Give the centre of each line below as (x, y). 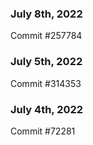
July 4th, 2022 (47, 109)
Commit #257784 (46, 36)
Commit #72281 (43, 131)
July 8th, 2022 (46, 14)
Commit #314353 (46, 83)
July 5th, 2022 (46, 62)
